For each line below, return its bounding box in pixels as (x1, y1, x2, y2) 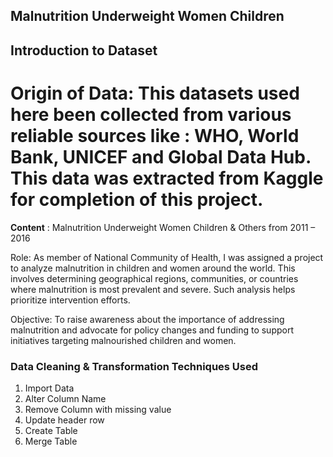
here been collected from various (10, 103, 292, 126)
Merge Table (24, 435, 78, 448)
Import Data (24, 382, 75, 394)
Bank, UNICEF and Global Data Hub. (10, 145, 312, 168)
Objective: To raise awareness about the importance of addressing (10, 313, 285, 325)
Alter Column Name (24, 393, 107, 405)
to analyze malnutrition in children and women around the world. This (10, 262, 296, 274)
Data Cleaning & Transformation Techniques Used (10, 359, 259, 373)
